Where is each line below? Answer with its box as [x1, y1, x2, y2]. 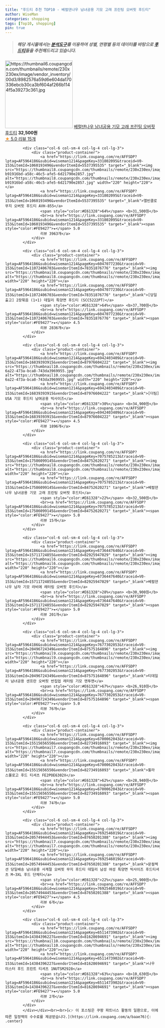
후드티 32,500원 [5, 130, 38, 136]
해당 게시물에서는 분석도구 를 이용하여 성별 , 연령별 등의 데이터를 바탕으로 [17, 41, 154, 47]
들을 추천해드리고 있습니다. [25, 47, 77, 53]
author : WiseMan [5, 12, 38, 17]
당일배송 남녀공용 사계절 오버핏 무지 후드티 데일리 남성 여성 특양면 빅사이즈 [10, 867, 144, 872]
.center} [5, 1019, 23, 1024]
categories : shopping [5, 16, 50, 21]
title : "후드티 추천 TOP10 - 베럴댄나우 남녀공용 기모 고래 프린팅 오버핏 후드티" [5, 7, 151, 12]
